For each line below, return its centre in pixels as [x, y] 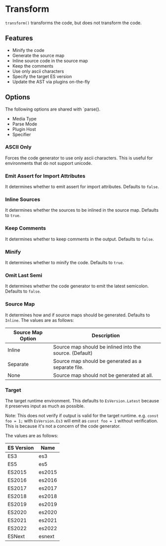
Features [19, 38]
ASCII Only [19, 147]
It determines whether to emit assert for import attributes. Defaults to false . [82, 187]
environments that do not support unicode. [49, 163]
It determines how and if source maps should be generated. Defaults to [78, 315]
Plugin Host [24, 129]
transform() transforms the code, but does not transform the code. [73, 23]
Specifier [21, 134]
